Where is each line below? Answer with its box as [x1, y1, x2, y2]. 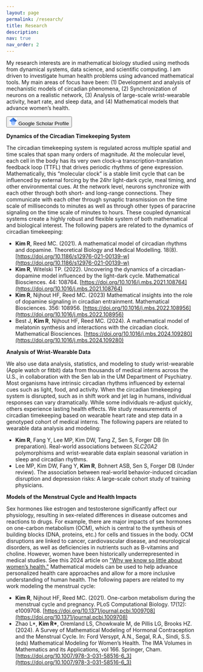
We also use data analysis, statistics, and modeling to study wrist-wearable [6, 360, 194, 367]
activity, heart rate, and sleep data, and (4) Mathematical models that [6, 98, 179, 105]
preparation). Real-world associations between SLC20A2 [15, 443, 158, 450]
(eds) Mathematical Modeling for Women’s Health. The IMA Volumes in [15, 639, 192, 647]
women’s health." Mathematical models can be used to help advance [6, 563, 178, 570]
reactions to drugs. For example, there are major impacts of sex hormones [6, 518, 192, 525]
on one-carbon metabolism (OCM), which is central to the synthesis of [6, 524, 183, 531]
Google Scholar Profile [18, 120, 70, 127]
